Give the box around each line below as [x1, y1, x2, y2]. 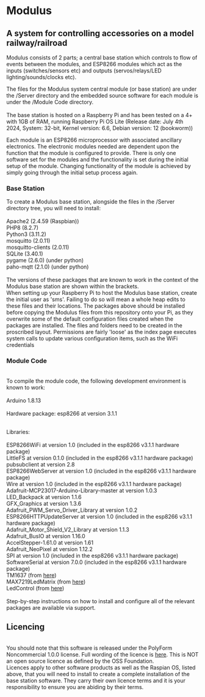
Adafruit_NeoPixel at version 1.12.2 [6, 545, 93, 552]
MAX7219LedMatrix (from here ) [6, 577, 86, 585]
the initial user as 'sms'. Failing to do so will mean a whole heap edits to [6, 295, 186, 303]
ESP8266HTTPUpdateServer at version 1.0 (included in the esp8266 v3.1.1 [6, 512, 192, 520]
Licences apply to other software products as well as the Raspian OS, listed [6, 664, 196, 671]
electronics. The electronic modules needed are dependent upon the [6, 143, 179, 150]
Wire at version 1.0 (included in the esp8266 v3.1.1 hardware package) [6, 480, 182, 487]
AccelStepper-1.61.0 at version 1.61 [6, 539, 93, 546]
